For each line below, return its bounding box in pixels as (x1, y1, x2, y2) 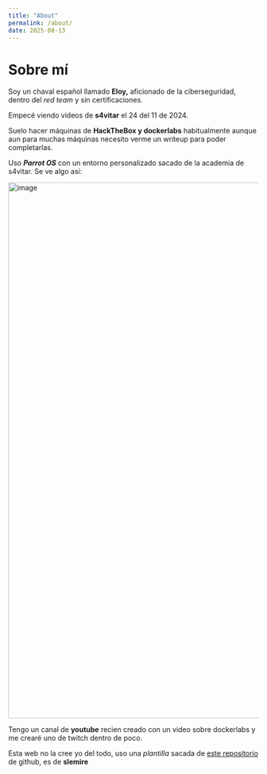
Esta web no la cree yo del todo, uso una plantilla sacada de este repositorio (8, 749, 258, 758)
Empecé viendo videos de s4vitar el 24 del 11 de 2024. (8, 110, 189, 120)
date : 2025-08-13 (8, 26, 66, 34)
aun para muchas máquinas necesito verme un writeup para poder (8, 134, 226, 144)
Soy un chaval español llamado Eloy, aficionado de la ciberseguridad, (8, 87, 237, 96)
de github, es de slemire (8, 757, 89, 767)
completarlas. (8, 143, 53, 152)
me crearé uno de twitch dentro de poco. (8, 734, 143, 743)
